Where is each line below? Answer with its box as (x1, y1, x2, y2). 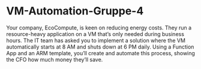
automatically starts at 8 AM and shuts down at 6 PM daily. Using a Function (6, 43, 194, 50)
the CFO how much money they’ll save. (6, 56, 103, 63)
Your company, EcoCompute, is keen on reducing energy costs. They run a (6, 24, 192, 31)
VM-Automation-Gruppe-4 (6, 4, 144, 18)
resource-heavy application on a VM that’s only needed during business (6, 30, 185, 37)
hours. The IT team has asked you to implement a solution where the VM (6, 37, 186, 44)
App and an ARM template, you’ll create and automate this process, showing (6, 49, 195, 56)
